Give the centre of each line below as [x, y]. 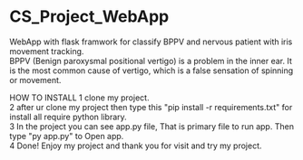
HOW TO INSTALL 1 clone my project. [79, 98]
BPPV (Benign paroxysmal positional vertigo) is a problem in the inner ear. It [151, 61]
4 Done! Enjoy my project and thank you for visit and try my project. [136, 146]
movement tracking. [47, 51]
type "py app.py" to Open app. [67, 136]
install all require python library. [68, 117]
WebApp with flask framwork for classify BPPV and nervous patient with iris [151, 42]
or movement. [35, 80]
